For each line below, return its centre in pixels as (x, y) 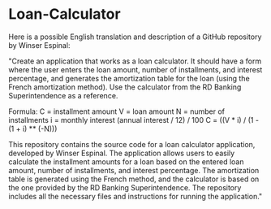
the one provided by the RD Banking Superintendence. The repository (125, 187)
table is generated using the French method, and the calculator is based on (134, 179)
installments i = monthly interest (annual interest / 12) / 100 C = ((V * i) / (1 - (134, 120)
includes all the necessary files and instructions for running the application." (135, 196)
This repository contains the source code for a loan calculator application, (132, 144)
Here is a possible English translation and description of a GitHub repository (135, 37)
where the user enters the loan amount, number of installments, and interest (135, 69)
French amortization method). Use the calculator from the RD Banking (125, 87)
